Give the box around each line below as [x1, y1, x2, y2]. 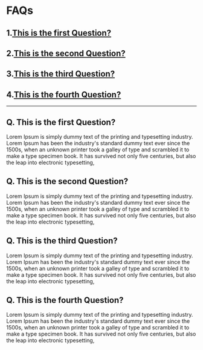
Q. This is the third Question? [6, 236, 118, 246]
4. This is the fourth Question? [6, 89, 121, 100]
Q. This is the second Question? [6, 176, 129, 187]
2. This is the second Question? [6, 48, 126, 58]
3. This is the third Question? [6, 69, 115, 79]
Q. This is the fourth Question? [6, 295, 124, 305]
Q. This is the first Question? [6, 117, 116, 127]
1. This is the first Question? [6, 28, 112, 38]
